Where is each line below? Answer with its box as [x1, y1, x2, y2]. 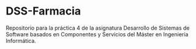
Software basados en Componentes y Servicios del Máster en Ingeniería [6, 30, 189, 38]
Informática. [6, 37, 36, 44]
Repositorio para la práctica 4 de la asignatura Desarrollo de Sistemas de [6, 24, 190, 31]
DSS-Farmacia [6, 4, 81, 18]
